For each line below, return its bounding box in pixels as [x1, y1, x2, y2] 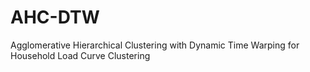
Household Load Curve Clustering [10, 49, 151, 61]
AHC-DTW [10, 6, 100, 29]
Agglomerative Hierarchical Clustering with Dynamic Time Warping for [10, 39, 300, 51]
